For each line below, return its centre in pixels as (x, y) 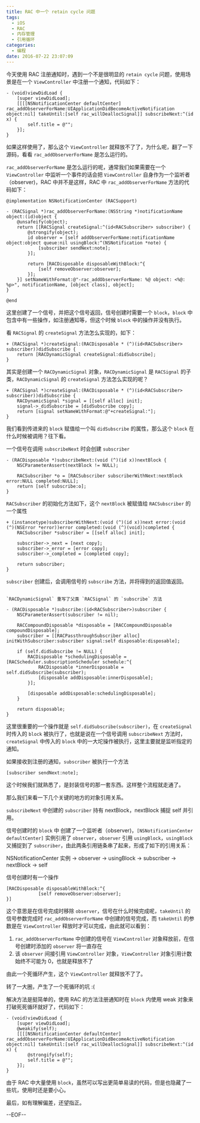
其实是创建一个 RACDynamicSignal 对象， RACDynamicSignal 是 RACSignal (93, 372)
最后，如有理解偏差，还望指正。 (45, 1103)
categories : (21, 46)
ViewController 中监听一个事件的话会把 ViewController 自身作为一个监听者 (98, 174)
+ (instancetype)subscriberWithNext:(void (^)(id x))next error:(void (96, 522)
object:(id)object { (32, 216)
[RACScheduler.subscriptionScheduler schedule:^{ (69, 662)
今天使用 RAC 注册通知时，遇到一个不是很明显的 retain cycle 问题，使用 (96, 74)
